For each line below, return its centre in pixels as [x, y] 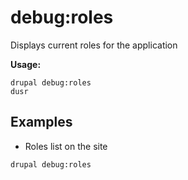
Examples [41, 122]
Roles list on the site [66, 146]
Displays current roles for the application [94, 45]
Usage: [26, 64]
